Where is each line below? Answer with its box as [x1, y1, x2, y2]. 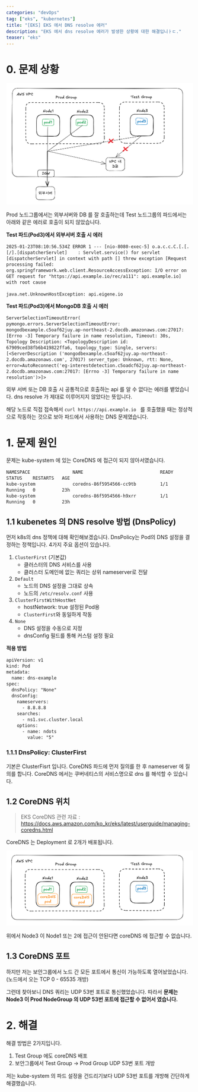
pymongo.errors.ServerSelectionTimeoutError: [6, 321, 120, 327]
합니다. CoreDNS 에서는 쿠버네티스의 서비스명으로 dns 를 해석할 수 [17, 770, 173, 777]
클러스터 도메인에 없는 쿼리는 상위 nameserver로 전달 [23, 568, 148, 576]
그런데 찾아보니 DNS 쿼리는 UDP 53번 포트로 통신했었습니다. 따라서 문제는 [6, 988, 178, 995]
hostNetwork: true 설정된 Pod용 [23, 603, 100, 610]
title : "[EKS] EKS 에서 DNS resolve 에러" [6, 22, 108, 28]
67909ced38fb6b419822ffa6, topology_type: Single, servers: [6, 345, 158, 351]
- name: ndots [21, 729, 58, 735]
